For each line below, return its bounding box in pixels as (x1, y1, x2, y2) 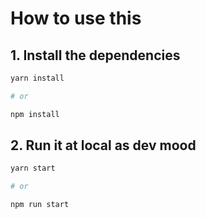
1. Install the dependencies (10, 47, 181, 64)
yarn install (10, 73, 65, 83)
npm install (10, 109, 60, 119)
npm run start (10, 200, 70, 210)
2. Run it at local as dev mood (10, 137, 197, 154)
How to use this (10, 7, 142, 30)
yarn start (10, 163, 56, 174)
